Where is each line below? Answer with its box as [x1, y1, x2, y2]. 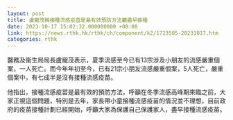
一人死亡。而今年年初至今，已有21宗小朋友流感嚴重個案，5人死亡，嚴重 [19, 65, 224, 73]
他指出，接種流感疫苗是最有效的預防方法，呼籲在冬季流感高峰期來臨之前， [7, 88, 220, 96]
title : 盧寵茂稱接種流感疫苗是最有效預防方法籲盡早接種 [7, 17, 148, 24]
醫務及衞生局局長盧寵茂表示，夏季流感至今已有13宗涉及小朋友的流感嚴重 [7, 56, 214, 65]
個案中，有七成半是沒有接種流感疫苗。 [7, 74, 116, 82]
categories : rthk [7, 36, 58, 43]
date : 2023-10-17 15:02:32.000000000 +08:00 [7, 23, 138, 30]
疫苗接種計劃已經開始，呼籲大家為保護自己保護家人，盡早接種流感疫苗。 [19, 105, 226, 114]
